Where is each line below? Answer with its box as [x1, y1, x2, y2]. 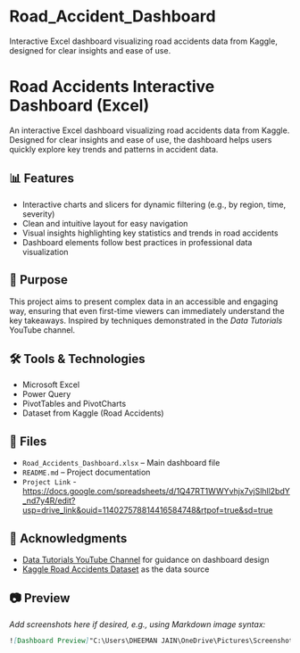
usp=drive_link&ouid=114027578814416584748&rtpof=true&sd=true [21, 505, 273, 516]
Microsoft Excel [21, 379, 80, 390]
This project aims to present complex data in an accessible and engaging [9, 296, 279, 307]
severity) [21, 208, 55, 219]
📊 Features [9, 171, 74, 186]
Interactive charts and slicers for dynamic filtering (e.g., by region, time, [21, 199, 287, 210]
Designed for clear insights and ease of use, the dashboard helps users [9, 134, 272, 145]
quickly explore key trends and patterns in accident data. [9, 144, 219, 154]
